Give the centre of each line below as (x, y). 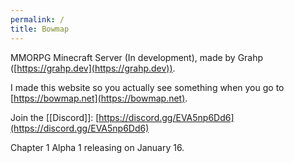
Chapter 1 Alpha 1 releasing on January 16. (97, 147)
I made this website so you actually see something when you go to (147, 87)
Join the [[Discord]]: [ (55, 117)
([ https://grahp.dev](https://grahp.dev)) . (93, 68)
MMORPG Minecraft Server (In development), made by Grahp (137, 57)
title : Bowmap (40, 29)
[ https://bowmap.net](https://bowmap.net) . (99, 98)
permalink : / (37, 19)
